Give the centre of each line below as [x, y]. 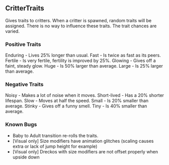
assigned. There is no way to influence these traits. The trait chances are [81, 26]
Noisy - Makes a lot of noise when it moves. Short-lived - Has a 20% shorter [85, 95]
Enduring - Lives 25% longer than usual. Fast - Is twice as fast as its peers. [83, 56]
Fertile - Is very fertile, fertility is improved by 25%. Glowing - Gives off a [81, 61]
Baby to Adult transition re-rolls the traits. [55, 135]
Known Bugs [21, 125]
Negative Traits [24, 84]
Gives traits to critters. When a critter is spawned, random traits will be [78, 20]
